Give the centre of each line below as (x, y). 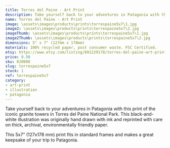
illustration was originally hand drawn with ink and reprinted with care (90, 120)
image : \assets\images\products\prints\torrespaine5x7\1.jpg (71, 24)
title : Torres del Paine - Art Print (45, 10)
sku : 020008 (18, 62)
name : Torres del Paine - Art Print (44, 19)
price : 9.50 (18, 57)
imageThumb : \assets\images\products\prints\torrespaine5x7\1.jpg (77, 33)
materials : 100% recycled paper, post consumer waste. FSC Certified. (81, 47)
